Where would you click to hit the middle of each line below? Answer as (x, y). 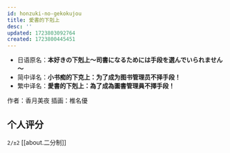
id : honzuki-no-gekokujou (44, 13)
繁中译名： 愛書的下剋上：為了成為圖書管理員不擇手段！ (96, 86)
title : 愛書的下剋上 (33, 20)
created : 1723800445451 (41, 39)
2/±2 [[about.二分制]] (37, 142)
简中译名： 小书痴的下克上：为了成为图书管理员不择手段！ (99, 78)
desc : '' (20, 26)
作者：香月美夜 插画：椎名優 (47, 100)
